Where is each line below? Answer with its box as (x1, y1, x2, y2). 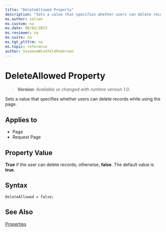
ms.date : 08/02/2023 (5, 26, 48, 31)
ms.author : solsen (5, 16, 43, 21)
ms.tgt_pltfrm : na (5, 40, 43, 45)
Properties (5, 221, 27, 227)
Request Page (12, 134, 41, 140)
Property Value (5, 148, 53, 157)
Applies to (5, 116, 38, 124)
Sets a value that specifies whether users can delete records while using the (5, 96, 161, 102)
